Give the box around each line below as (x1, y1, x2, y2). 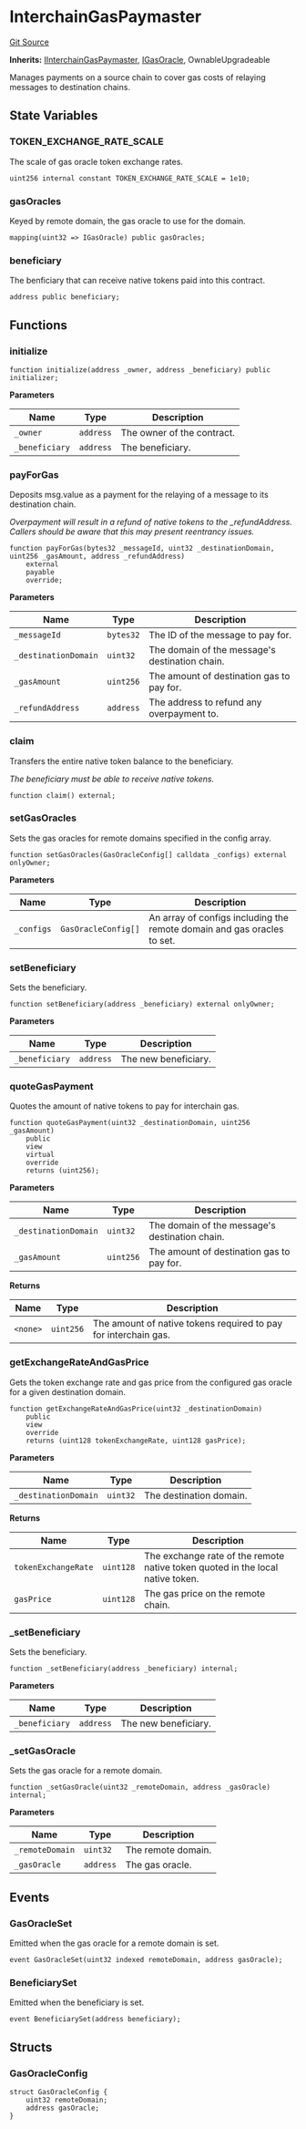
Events (9, 1889, 50, 1905)
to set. (148, 934, 176, 946)
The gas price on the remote (144, 1586, 266, 1599)
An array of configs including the (148, 911, 290, 924)
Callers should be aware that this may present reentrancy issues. (9, 526, 255, 537)
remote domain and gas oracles (148, 923, 284, 935)
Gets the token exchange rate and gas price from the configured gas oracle (9, 1377, 293, 1388)
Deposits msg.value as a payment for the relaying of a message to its (9, 490, 269, 501)
